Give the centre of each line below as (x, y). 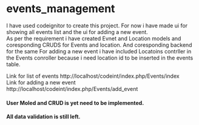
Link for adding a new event (41, 82)
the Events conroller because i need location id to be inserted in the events (100, 58)
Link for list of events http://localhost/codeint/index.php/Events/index (93, 76)
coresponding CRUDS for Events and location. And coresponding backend (99, 45)
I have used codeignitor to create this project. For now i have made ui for (97, 25)
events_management (61, 9)
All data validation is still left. (43, 117)
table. (13, 64)
